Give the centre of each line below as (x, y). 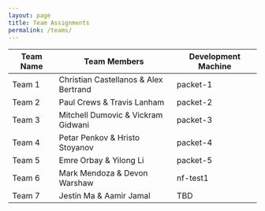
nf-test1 (192, 178)
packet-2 (194, 102)
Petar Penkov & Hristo (99, 138)
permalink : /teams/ (40, 30)
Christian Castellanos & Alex (111, 80)
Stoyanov (77, 148)
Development (215, 57)
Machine (215, 66)
